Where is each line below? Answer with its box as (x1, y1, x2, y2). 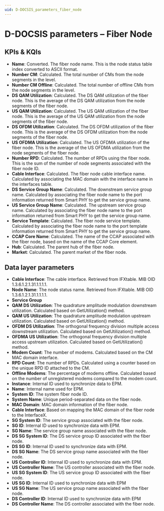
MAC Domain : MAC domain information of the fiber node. (11, 402, 129, 408)
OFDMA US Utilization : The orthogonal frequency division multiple (11, 334, 147, 340)
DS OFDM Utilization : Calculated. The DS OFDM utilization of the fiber (11, 123, 154, 129)
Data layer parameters (4, 264, 75, 272)
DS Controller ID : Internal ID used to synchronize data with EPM (11, 496, 141, 502)
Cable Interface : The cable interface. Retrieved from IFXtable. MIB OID (11, 276, 156, 282)
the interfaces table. (11, 181, 53, 187)
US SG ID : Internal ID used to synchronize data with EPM (11, 480, 126, 486)
